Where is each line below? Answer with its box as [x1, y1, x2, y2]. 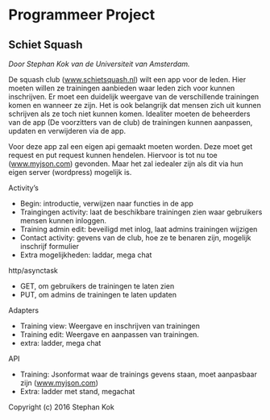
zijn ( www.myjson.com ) [19, 378, 99, 388]
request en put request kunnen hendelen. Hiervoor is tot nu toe [8, 151, 218, 160]
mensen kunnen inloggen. [19, 216, 107, 225]
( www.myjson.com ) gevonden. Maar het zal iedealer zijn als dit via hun [8, 159, 243, 168]
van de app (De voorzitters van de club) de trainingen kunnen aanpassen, [8, 118, 253, 127]
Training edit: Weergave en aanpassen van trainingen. [19, 330, 200, 339]
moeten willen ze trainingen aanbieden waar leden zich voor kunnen [8, 83, 235, 93]
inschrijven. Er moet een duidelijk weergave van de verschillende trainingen [8, 92, 260, 102]
